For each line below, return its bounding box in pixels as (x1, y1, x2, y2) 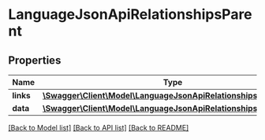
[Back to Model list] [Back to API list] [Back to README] (8, 123, 189, 132)
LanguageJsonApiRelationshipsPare (8, 6, 252, 24)
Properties (8, 53, 62, 67)
